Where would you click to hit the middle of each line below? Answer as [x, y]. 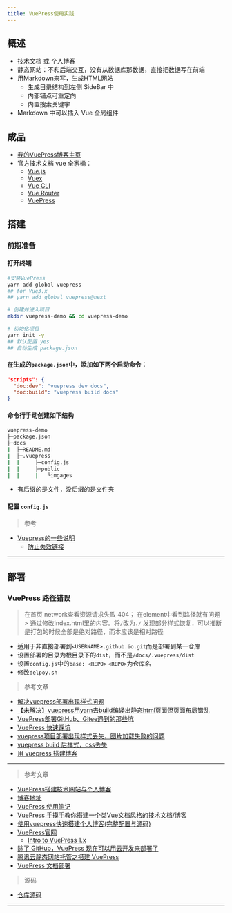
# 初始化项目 [23, 329]
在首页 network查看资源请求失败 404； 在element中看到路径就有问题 [122, 615]
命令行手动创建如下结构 [40, 415]
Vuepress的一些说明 [46, 538]
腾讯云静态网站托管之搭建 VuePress [68, 857]
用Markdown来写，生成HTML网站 [65, 78]
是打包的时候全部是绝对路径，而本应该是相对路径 [94, 632]
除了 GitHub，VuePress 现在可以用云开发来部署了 [88, 848]
